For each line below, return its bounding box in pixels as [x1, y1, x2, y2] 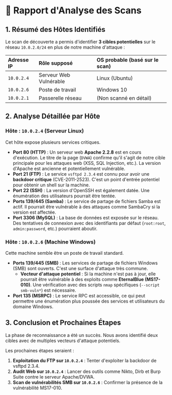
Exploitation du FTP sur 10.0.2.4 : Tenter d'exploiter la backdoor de [12, 357, 157, 364]
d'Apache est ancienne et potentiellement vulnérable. [12, 165, 125, 172]
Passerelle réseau [38, 95, 82, 102]
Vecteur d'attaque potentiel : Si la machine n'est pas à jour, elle [20, 271, 156, 277]
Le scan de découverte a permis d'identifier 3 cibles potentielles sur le [5, 39, 156, 45]
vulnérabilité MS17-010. [12, 385, 62, 391]
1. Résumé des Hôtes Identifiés [5, 25, 106, 34]
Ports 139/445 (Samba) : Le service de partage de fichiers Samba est [12, 198, 161, 204]
